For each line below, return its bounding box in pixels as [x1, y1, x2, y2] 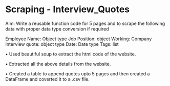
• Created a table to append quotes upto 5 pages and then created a [5, 70, 150, 77]
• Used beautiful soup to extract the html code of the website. [5, 51, 136, 57]
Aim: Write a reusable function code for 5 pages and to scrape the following [5, 20, 165, 26]
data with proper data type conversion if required [5, 25, 109, 32]
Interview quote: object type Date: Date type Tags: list [5, 41, 119, 47]
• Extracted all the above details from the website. [5, 61, 111, 67]
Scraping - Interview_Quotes [5, 4, 130, 15]
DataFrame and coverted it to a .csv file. [5, 76, 90, 82]
